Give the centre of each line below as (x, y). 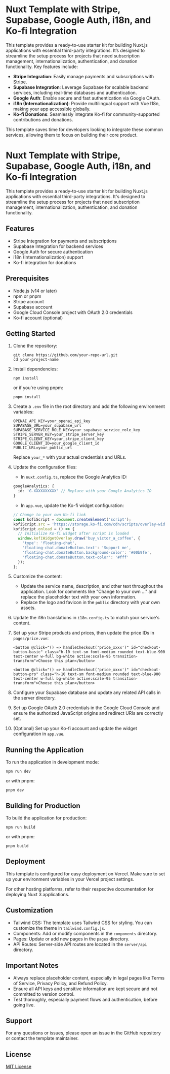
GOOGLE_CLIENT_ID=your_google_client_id (56, 444)
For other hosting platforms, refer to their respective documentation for (80, 889)
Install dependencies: (35, 369)
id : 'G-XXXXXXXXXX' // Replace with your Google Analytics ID (85, 491)
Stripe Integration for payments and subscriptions (65, 241)
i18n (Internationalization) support (48, 257)
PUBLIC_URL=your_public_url (42, 448)
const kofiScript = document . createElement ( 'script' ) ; (72, 519)
